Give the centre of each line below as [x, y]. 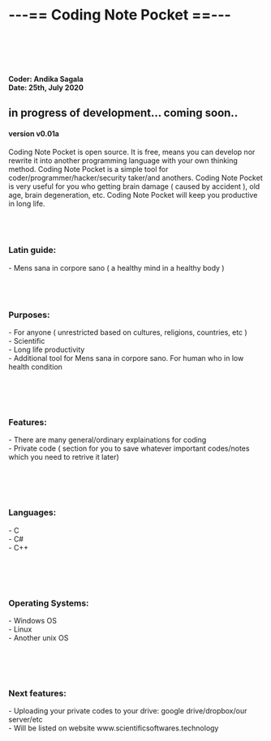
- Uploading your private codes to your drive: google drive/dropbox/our [128, 711]
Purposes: [29, 315]
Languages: [32, 512]
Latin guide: [32, 251]
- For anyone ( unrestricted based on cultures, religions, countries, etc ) [128, 332]
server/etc [26, 720]
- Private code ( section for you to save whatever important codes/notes [129, 448]
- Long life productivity [47, 349]
